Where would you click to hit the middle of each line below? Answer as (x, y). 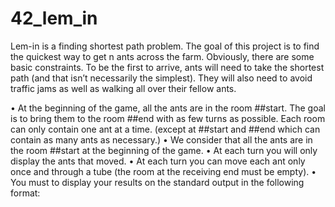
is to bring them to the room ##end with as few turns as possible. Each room (168, 118)
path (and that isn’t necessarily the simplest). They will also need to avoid (161, 78)
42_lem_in (54, 18)
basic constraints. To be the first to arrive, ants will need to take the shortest (167, 67)
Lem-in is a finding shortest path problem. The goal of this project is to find (165, 46)
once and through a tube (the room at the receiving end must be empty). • (163, 171)
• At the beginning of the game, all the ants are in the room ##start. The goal (168, 108)
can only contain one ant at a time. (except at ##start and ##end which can (165, 129)
